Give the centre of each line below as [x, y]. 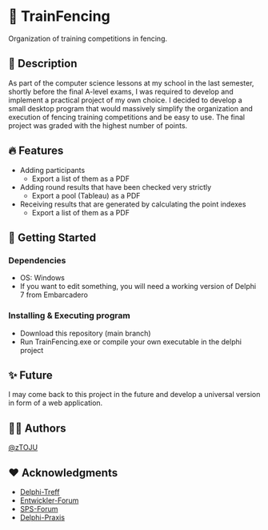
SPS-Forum [39, 508]
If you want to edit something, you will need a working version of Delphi [138, 287]
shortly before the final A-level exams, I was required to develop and [121, 91]
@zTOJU [23, 448]
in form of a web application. [56, 403]
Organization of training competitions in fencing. [88, 38]
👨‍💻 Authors [37, 428]
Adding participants [52, 170]
